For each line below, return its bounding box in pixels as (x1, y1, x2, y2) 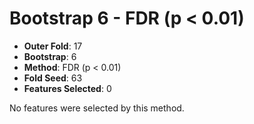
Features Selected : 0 (23, 82, 112, 94)
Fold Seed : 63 (23, 72, 83, 84)
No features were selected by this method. (9, 102, 185, 114)
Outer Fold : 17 (23, 40, 83, 52)
